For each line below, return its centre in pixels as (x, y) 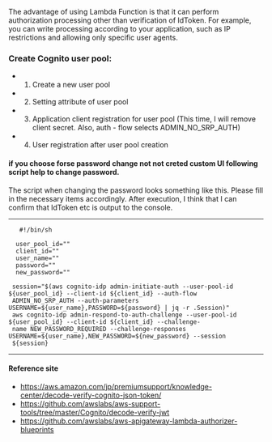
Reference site (34, 368)
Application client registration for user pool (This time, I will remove (144, 119)
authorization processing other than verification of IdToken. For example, (130, 20)
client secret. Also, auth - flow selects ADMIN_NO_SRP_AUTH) (136, 128)
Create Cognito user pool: (60, 58)
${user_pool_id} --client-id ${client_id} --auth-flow (103, 293)
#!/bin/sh (36, 230)
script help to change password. (64, 172)
